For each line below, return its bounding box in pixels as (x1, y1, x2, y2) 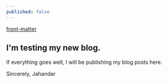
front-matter (6, 25, 37, 32)
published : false (6, 8, 50, 15)
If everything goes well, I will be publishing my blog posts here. (6, 58, 163, 66)
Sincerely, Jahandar (6, 70, 56, 78)
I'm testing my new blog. (6, 43, 101, 53)
